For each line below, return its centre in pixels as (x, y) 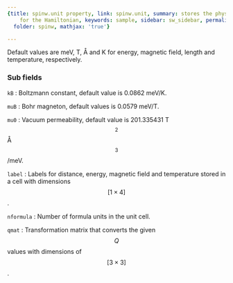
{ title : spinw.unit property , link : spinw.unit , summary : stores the (110, 14)
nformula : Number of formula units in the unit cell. (79, 216)
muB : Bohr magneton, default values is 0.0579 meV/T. (83, 106)
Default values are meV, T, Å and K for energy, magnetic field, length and (111, 52)
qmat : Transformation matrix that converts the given (81, 230)
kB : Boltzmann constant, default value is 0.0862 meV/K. (87, 93)
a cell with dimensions (39, 181)
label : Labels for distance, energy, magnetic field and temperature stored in (116, 173)
